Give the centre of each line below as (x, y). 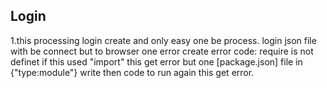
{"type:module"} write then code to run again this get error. (132, 72)
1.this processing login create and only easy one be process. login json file (163, 40)
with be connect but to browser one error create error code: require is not (162, 51)
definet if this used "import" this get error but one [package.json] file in (156, 61)
